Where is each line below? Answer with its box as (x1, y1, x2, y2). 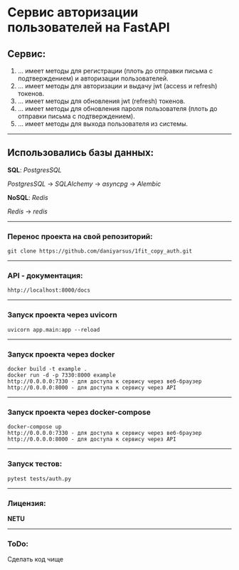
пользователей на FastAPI (7, 19, 171, 36)
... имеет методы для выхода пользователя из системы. (17, 120, 188, 128)
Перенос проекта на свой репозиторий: (7, 231, 153, 241)
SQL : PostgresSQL (7, 165, 62, 174)
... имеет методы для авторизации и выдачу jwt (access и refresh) (17, 82, 218, 90)
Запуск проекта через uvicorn (7, 310, 117, 320)
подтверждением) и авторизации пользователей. (17, 74, 169, 83)
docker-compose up (7, 423, 62, 431)
